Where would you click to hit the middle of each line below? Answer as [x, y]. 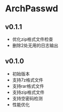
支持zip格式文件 [28, 92]
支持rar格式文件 [28, 86]
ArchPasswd [32, 9]
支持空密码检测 [27, 98]
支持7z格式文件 [28, 80]
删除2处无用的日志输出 [35, 45]
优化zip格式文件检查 [32, 39]
